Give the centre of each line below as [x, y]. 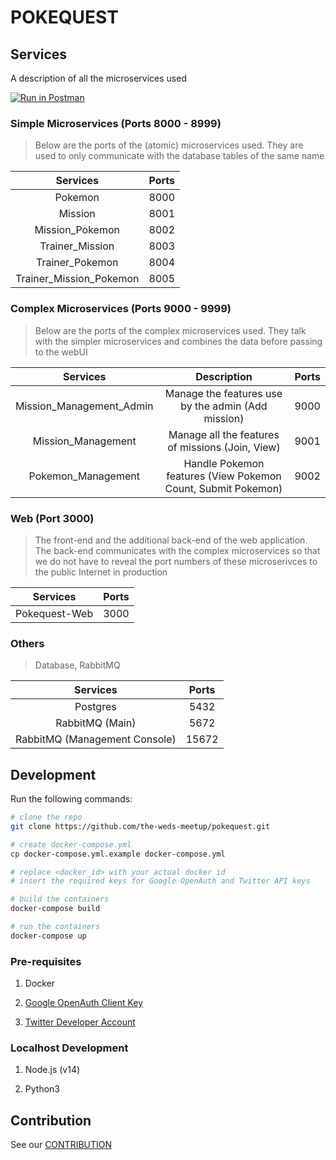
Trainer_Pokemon [77, 263]
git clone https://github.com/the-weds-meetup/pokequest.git [140, 826]
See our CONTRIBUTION [61, 1145]
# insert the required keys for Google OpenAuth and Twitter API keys [160, 881]
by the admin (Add [224, 406]
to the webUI [61, 352]
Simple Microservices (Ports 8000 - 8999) [116, 123]
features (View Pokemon [224, 476]
